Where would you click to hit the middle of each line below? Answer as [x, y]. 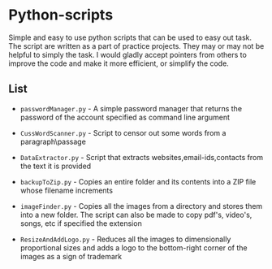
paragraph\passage [53, 141]
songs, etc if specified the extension [81, 223]
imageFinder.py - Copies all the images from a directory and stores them [141, 206]
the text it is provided [56, 166]
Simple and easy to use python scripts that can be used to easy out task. [130, 37]
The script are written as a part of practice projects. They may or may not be [136, 46]
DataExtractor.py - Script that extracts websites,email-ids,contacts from [142, 157]
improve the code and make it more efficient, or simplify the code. [119, 63]
